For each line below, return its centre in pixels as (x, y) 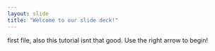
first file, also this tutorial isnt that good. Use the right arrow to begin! (108, 40)
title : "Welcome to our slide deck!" (63, 20)
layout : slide (28, 14)
